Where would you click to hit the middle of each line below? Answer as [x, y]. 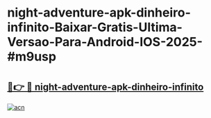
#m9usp [32, 57]
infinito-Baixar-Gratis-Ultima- [95, 27]
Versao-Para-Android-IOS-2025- [105, 42]
